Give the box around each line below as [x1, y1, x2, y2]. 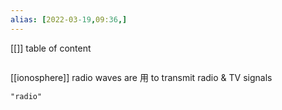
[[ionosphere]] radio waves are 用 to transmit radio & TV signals [10, 71, 273, 83]
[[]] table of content [10, 42, 92, 54]
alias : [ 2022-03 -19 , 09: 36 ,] [10, 14, 128, 25]
